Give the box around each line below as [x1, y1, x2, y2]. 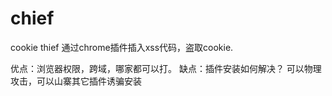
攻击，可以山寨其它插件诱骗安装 [10, 75, 142, 87]
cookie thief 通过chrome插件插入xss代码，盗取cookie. [10, 41, 234, 53]
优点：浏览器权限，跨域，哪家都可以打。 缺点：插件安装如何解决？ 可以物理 [10, 62, 322, 74]
